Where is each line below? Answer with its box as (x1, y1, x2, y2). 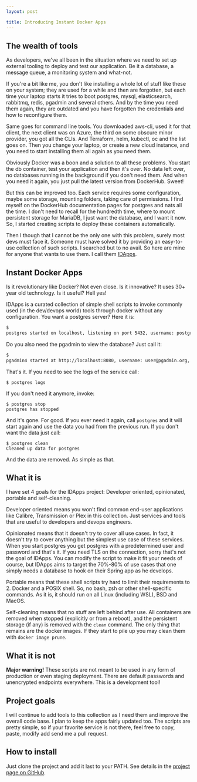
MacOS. (6, 597, 26, 605)
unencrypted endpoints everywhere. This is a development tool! (6, 679, 161, 686)
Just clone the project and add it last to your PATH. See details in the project (6, 763, 191, 770)
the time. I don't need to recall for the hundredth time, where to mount (6, 208, 175, 215)
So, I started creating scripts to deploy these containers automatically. (6, 221, 175, 228)
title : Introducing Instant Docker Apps (6, 19, 107, 25)
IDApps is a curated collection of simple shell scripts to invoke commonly (6, 301, 183, 308)
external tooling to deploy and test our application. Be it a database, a (6, 63, 174, 70)
